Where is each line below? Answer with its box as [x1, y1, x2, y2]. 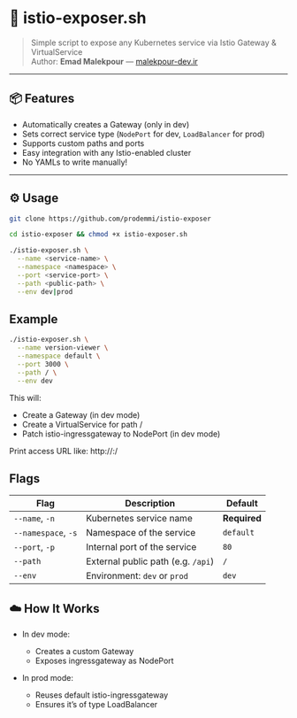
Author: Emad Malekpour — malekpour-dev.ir [30, 56, 199, 66]
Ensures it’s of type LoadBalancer [34, 699, 158, 710]
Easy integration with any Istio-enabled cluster [21, 147, 192, 158]
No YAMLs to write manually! [21, 157, 128, 167]
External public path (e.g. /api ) [86, 555, 215, 567]
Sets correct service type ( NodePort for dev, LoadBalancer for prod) [21, 128, 265, 139]
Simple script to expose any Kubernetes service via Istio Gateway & [30, 37, 277, 48]
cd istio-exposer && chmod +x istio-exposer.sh [9, 230, 188, 239]
